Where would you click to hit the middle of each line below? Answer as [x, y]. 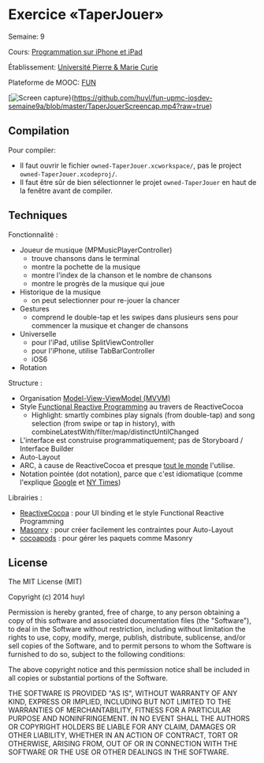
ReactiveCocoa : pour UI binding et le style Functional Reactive [122, 512]
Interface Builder [47, 448]
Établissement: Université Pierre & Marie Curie [83, 67]
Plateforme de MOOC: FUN [52, 82]
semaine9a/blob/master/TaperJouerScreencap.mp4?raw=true [109, 106]
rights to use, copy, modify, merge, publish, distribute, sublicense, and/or [127, 637]
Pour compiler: [32, 150]
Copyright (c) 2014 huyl [46, 597]
